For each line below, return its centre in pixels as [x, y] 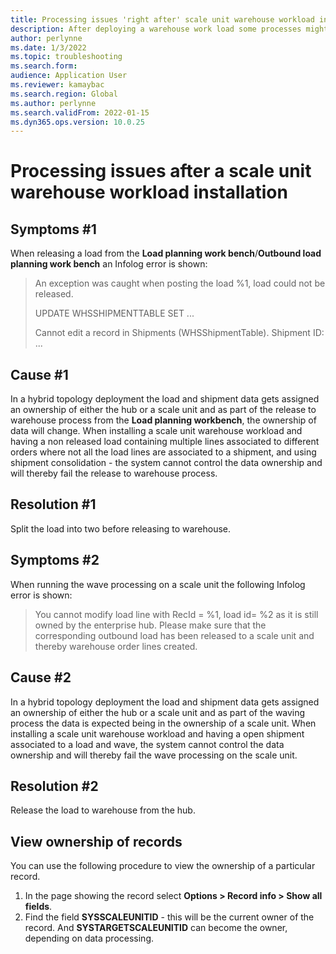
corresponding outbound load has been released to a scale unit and [174, 635]
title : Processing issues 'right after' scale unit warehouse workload [162, 19]
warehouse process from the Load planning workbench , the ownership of [163, 420]
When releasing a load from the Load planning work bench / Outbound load [166, 253]
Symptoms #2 [55, 560]
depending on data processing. [89, 938]
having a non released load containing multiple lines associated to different [165, 442]
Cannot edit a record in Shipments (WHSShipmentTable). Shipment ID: [179, 333]
